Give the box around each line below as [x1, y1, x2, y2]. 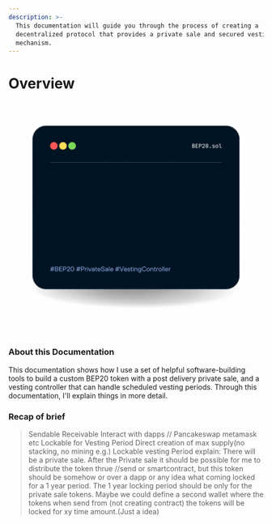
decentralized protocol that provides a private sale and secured [15, 30, 244, 38]
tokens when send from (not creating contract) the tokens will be [28, 498, 245, 508]
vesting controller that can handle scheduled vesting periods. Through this [8, 381, 257, 392]
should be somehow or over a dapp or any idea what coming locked [28, 472, 255, 482]
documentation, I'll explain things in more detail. [8, 390, 168, 400]
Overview [8, 75, 75, 93]
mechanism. [15, 39, 53, 47]
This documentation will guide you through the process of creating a [15, 21, 259, 30]
